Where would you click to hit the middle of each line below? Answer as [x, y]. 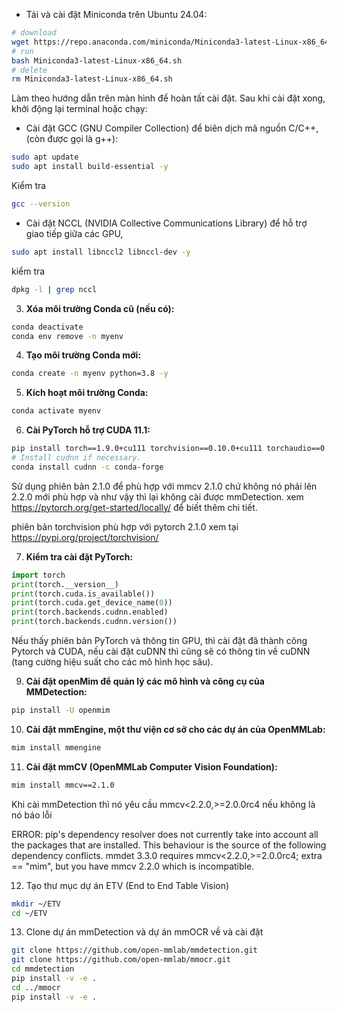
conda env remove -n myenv [67, 336]
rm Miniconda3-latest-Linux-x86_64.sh [92, 79]
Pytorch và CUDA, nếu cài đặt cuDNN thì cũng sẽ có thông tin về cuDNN [161, 651]
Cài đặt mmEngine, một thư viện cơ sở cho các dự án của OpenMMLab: [175, 729]
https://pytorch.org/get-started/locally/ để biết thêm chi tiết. [134, 507]
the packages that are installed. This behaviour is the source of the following [169, 845]
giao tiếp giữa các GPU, [74, 233]
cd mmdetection [43, 969]
